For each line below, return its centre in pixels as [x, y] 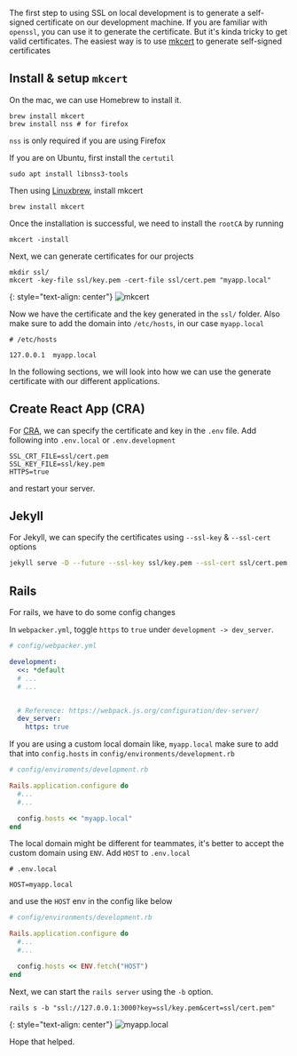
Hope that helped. [42, 1041]
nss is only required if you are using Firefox [88, 140]
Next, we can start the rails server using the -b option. [111, 991]
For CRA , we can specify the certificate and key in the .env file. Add [133, 430]
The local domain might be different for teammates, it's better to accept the [147, 844]
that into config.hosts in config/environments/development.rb [122, 754]
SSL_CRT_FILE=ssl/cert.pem [59, 456]
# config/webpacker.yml [53, 646]
